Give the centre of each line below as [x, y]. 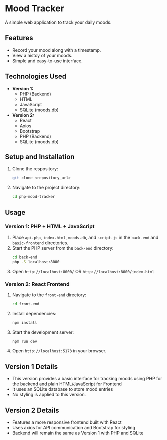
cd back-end [25, 257]
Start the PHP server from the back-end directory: [63, 248]
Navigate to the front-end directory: [49, 295]
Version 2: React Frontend [37, 284]
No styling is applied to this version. [49, 395]
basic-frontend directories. [40, 243]
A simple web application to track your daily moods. [58, 22]
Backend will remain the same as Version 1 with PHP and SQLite [78, 433]
